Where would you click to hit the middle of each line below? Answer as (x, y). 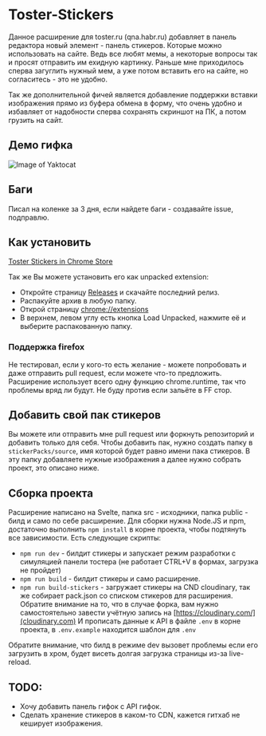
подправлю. (29, 217)
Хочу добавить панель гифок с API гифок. (90, 706)
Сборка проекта (51, 493)
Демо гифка (41, 145)
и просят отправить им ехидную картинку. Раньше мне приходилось (126, 62)
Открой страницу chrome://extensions (84, 310)
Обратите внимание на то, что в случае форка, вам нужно (119, 604)
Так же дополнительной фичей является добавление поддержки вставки (133, 94)
